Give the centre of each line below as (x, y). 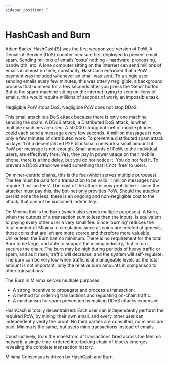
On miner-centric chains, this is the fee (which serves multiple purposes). (81, 175)
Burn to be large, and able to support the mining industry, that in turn (76, 243)
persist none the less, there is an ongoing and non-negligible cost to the (80, 196)
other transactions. (25, 270)
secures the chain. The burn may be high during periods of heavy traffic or (83, 249)
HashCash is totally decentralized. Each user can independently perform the (84, 310)
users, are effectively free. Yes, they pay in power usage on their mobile (80, 154)
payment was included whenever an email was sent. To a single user (77, 76)
